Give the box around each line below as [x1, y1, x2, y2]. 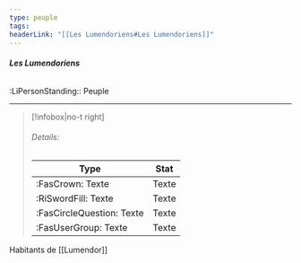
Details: [30, 132, 60, 143]
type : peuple [9, 13, 58, 22]
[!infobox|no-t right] [30, 111, 105, 122]
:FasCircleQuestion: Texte [35, 206, 144, 219]
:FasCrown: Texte [35, 177, 109, 189]
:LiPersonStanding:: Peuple [9, 85, 109, 96]
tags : [9, 22, 30, 31]
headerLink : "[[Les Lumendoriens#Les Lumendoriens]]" [9, 30, 215, 39]
